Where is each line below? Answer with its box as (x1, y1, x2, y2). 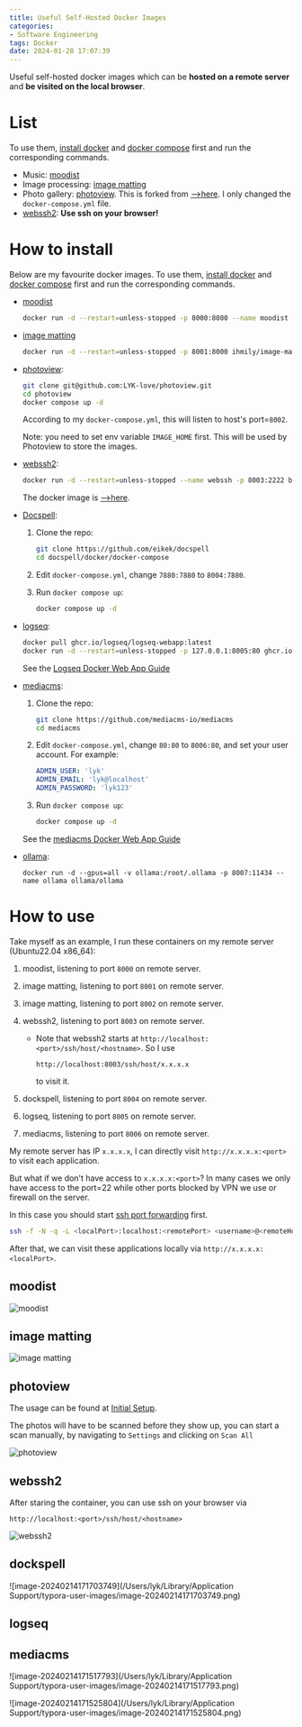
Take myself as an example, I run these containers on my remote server (9, 936, 274, 946)
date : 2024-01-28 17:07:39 (9, 47, 111, 56)
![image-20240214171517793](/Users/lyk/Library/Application (9, 1670, 233, 1681)
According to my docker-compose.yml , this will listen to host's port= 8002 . (22, 414, 289, 425)
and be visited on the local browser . (9, 81, 146, 92)
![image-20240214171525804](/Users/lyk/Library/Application (9, 1697, 235, 1708)
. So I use (140, 1042, 175, 1053)
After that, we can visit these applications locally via (9, 1243, 202, 1254)
